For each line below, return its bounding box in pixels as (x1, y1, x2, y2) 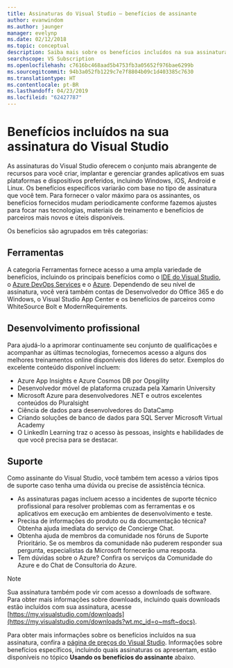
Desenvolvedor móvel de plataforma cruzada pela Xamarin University (17, 383, 216, 392)
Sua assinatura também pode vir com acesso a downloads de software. (7, 588, 212, 596)
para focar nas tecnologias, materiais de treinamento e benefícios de (7, 206, 204, 214)
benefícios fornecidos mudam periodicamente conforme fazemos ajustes (7, 199, 217, 207)
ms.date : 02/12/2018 (7, 36, 67, 43)
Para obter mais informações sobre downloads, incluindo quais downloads (7, 595, 221, 604)
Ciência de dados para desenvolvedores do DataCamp (17, 406, 174, 414)
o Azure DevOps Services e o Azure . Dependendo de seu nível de (7, 280, 196, 288)
